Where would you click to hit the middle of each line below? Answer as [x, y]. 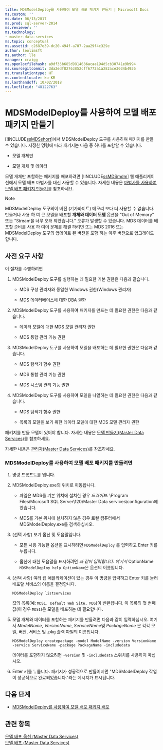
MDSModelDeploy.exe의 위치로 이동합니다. [54, 485]
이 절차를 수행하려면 [24, 269]
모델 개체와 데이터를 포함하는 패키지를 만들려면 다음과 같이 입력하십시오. [80, 619]
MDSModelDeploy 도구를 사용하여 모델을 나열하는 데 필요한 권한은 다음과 [82, 395]
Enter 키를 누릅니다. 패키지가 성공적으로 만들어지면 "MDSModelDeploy [80, 671]
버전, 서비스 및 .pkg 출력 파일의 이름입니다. [59, 632]
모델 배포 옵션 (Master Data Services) [42, 737]
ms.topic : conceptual [27, 42]
